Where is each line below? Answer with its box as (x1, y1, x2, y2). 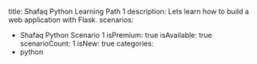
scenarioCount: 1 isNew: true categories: (19, 39, 154, 48)
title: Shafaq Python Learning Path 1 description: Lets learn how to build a (8, 7, 250, 16)
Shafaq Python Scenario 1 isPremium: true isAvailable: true (19, 31, 213, 40)
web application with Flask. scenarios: (8, 15, 134, 24)
